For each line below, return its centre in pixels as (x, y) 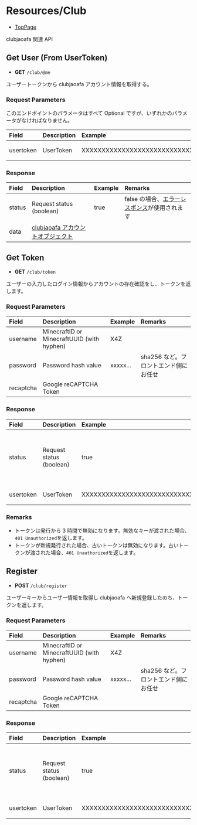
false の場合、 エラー (152, 199)
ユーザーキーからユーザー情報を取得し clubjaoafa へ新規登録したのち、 (92, 597)
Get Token (25, 258)
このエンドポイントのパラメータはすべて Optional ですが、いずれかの (89, 113)
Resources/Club (46, 11)
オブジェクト (55, 237)
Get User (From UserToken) (57, 58)
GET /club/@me (33, 72)
